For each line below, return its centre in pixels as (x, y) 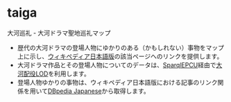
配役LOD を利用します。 (57, 74)
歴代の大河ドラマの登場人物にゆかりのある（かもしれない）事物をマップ (120, 47)
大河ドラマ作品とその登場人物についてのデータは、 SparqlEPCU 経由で (117, 65)
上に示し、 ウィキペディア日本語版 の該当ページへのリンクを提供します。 (120, 56)
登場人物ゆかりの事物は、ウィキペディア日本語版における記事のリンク (117, 82)
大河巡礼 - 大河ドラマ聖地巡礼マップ (59, 33)
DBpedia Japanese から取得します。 (99, 91)
